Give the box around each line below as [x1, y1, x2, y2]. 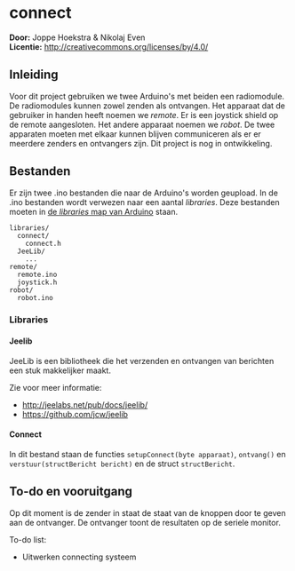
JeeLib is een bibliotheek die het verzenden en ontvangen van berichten [9, 355, 275, 366]
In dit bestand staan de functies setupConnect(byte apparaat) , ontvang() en [9, 448, 286, 459]
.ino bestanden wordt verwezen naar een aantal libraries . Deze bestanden [9, 196, 280, 207]
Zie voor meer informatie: [9, 382, 102, 393]
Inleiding [9, 67, 60, 83]
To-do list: [9, 534, 47, 544]
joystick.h [17, 278, 58, 287]
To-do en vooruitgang [9, 484, 133, 499]
